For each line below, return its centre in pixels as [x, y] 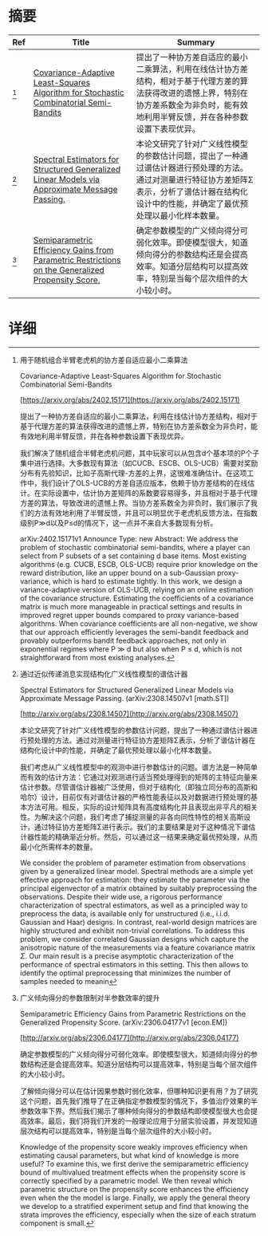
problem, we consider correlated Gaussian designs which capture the [134, 939]
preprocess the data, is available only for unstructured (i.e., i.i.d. [125, 913]
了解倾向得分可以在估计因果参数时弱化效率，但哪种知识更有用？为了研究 [138, 1091]
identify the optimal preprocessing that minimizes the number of [125, 973]
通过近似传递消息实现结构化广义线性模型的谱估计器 [104, 674]
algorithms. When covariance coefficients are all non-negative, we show [139, 624]
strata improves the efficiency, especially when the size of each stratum [138, 1214]
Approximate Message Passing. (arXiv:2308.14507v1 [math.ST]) [124, 698]
